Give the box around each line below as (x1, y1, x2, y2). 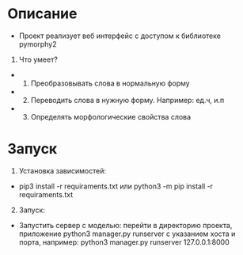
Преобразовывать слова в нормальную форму (30, 78, 191, 88)
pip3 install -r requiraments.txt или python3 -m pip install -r (18, 181, 214, 191)
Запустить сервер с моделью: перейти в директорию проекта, (18, 220, 233, 230)
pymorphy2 (18, 39, 57, 48)
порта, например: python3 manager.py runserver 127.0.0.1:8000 (18, 237, 230, 246)
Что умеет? (18, 55, 59, 64)
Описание (7, 5, 78, 23)
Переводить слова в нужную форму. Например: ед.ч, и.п (30, 95, 225, 105)
